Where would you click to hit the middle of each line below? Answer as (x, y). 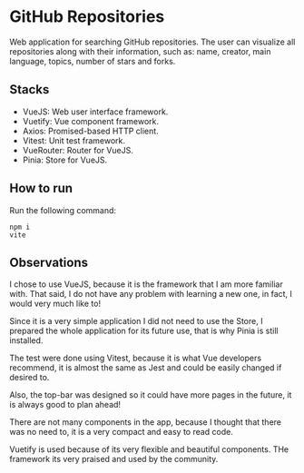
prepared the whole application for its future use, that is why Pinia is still (144, 331)
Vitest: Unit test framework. (74, 140)
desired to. (29, 378)
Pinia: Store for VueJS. (65, 160)
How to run (41, 188)
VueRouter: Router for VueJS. (78, 150)
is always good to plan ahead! (65, 405)
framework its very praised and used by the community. (114, 459)
